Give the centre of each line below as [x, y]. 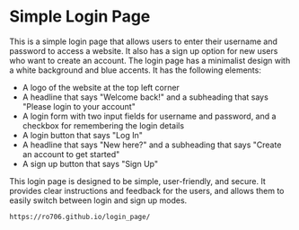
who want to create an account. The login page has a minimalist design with [150, 60]
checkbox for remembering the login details [103, 125]
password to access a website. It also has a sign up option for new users [144, 50]
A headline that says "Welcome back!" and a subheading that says [145, 97]
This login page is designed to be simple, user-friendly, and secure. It [138, 181]
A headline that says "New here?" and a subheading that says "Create [152, 145]
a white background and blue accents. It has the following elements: [136, 70]
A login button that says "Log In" [83, 135]
